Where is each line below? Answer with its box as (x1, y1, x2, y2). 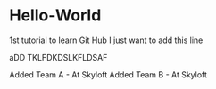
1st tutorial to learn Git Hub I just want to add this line (9, 35, 204, 45)
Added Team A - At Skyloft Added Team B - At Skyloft (9, 69, 208, 80)
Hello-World (9, 5, 102, 26)
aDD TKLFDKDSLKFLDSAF (9, 52, 108, 62)
